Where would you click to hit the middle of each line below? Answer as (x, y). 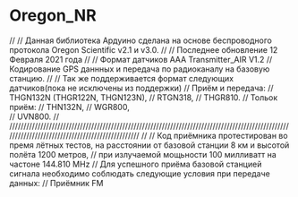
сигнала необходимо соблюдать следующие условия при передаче (140, 173)
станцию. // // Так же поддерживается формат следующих (122, 78)
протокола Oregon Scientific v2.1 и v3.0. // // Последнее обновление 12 (144, 49)
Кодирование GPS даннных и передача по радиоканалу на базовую (140, 69)
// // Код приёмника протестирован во (215, 135)
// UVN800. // (34, 116)
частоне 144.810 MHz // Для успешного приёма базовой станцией (136, 164)
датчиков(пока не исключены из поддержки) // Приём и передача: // (142, 88)
